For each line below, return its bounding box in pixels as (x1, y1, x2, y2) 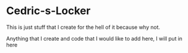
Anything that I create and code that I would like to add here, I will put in (6, 35, 183, 42)
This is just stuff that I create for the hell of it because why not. (6, 24, 161, 31)
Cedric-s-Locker (6, 4, 91, 18)
